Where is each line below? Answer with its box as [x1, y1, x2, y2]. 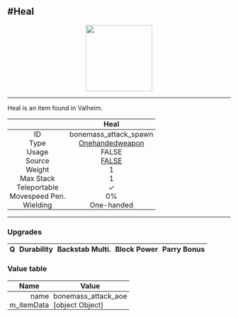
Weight [25, 165, 50, 174]
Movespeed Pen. [9, 191, 66, 201]
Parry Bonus [161, 244, 205, 254]
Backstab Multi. [57, 244, 111, 254]
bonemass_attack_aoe [52, 291, 127, 301]
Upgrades [7, 226, 42, 236]
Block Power [115, 244, 159, 254]
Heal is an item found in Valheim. [7, 103, 103, 112]
